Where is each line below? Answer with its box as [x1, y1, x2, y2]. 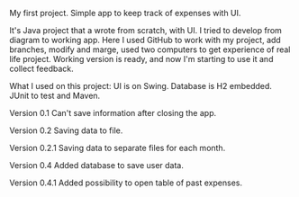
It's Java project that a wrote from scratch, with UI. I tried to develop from [9, 25, 282, 35]
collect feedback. [9, 63, 74, 74]
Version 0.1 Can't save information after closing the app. [9, 108, 217, 118]
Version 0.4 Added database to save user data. [9, 160, 185, 170]
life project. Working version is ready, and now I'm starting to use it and [9, 54, 274, 64]
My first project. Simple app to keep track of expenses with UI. [9, 8, 241, 18]
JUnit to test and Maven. [9, 90, 101, 101]
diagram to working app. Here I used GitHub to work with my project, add [9, 35, 281, 45]
